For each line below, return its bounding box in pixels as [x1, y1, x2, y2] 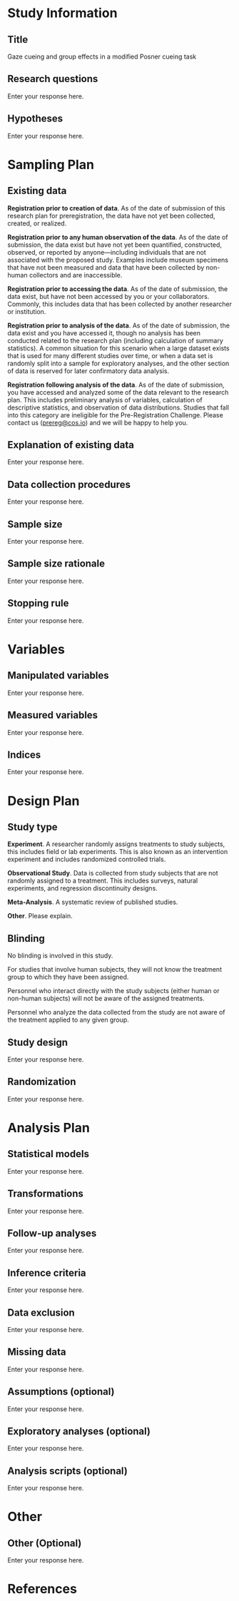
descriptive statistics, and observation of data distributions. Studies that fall [7, 403, 230, 412]
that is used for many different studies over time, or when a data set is [7, 351, 213, 360]
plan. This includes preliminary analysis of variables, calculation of [7, 395, 203, 404]
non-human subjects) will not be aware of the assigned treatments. [7, 994, 205, 1003]
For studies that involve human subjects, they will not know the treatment [7, 965, 223, 974]
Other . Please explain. [7, 912, 73, 920]
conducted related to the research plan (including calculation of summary [7, 336, 223, 345]
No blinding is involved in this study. [7, 951, 113, 960]
